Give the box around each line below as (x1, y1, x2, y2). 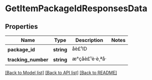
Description (75, 37, 104, 43)
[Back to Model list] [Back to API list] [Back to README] (5, 70, 117, 76)
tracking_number (7, 56, 49, 63)
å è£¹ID (72, 45, 87, 52)
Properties (5, 22, 38, 31)
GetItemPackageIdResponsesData (5, 3, 148, 14)
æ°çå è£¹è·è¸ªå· (72, 56, 107, 62)
